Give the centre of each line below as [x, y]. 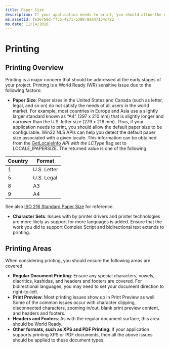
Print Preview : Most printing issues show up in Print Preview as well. [84, 297]
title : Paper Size [25, 10]
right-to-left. [26, 292]
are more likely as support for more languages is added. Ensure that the [87, 222]
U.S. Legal [45, 178]
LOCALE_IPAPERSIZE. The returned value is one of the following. [80, 148]
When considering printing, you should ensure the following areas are [78, 261]
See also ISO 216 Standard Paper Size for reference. [60, 207]
